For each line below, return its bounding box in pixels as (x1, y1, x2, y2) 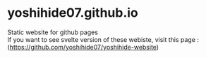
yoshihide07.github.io (7, 5, 139, 21)
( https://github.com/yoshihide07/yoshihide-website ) (7, 43, 159, 51)
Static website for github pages (7, 28, 99, 36)
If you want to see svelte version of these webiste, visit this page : (7, 35, 200, 43)
